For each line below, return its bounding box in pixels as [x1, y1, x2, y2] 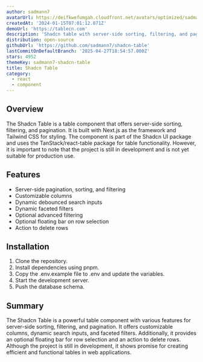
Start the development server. [14, 277, 89, 284]
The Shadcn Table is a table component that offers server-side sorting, [6, 120, 183, 127]
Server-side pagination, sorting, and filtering [14, 185, 126, 193]
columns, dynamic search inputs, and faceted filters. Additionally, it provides [6, 329, 197, 337]
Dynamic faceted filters [14, 205, 74, 212]
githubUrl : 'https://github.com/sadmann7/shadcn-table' [6, 43, 150, 49]
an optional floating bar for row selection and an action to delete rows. [6, 336, 181, 343]
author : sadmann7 [6, 8, 50, 15]
